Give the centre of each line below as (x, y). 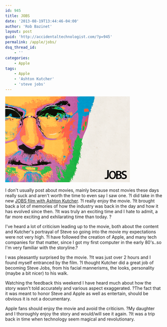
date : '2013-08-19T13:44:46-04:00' (42, 21)
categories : (17, 58)
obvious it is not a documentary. (38, 299)
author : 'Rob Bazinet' (29, 26)
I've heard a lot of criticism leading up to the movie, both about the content (82, 226)
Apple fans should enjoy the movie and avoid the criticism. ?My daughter (80, 308)
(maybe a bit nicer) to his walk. (37, 273)
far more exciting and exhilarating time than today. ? (58, 217)
